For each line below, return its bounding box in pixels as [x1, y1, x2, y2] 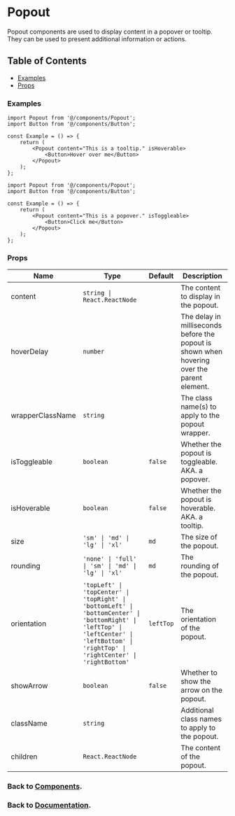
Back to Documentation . [7, 801, 92, 810]
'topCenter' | [83, 589, 130, 596]
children [10, 752, 38, 761]
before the [180, 330, 215, 339]
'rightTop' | [83, 645, 127, 652]
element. [180, 382, 210, 392]
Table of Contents [7, 55, 87, 67]
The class [180, 393, 213, 403]
